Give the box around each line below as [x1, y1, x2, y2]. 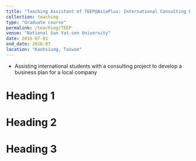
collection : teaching [6, 14, 59, 20]
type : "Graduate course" [6, 19, 66, 25]
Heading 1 [6, 89, 55, 102]
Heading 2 [6, 116, 57, 129]
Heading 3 [6, 142, 57, 156]
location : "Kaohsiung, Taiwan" [6, 47, 82, 52]
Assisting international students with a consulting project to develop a [14, 62, 182, 69]
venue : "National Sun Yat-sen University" [6, 30, 111, 36]
